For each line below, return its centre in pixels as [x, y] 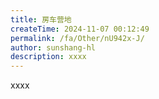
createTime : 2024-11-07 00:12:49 [80, 29]
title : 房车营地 [41, 19]
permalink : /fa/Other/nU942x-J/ [77, 38]
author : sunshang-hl [53, 47]
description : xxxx [48, 57]
